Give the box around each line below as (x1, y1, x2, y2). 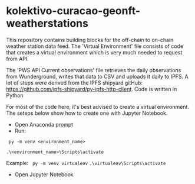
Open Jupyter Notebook (14, 170, 74, 178)
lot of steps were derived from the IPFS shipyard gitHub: (6, 79, 143, 86)
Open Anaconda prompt (14, 121, 74, 128)
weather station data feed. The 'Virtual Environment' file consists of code (6, 43, 184, 50)
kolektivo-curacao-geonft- (6, 4, 141, 18)
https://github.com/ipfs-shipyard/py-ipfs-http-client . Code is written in (6, 85, 177, 92)
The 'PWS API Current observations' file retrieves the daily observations (6, 66, 181, 73)
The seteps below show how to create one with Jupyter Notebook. (6, 109, 168, 117)
